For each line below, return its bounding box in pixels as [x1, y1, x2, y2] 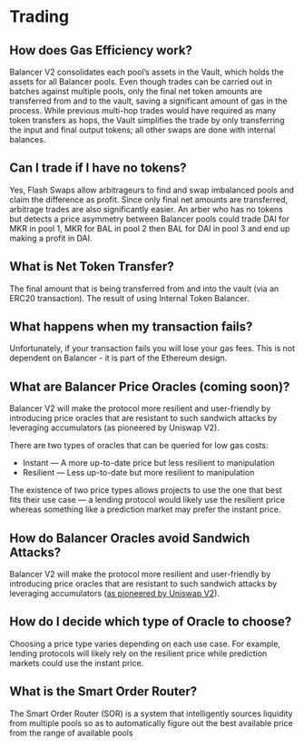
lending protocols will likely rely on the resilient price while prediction [9, 647, 268, 659]
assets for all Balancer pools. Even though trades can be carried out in [9, 76, 272, 87]
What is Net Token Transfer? [9, 259, 174, 274]
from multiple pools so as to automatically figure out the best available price [9, 717, 293, 728]
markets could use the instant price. [9, 657, 144, 668]
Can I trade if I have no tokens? [9, 161, 188, 176]
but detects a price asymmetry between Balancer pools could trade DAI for [9, 213, 290, 224]
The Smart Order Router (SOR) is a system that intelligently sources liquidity [9, 708, 293, 719]
